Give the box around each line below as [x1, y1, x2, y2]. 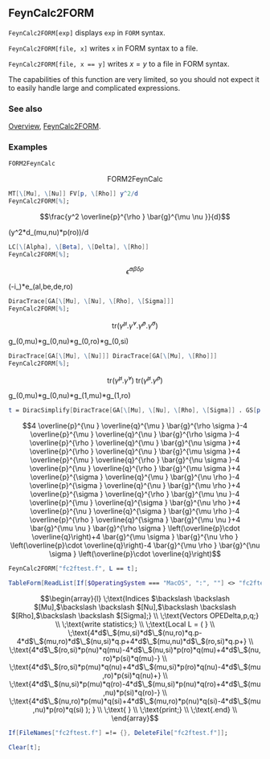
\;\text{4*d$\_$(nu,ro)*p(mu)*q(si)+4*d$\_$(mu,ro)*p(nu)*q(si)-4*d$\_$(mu [9, 695, 261, 706]
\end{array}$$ [111, 713, 159, 723]
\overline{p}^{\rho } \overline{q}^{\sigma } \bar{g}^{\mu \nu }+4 [29, 515, 241, 525]
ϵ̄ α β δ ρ [125, 265, 145, 276]
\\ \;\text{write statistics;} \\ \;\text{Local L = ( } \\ [55, 619, 215, 629]
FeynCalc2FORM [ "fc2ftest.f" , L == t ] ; [8, 564, 138, 573]
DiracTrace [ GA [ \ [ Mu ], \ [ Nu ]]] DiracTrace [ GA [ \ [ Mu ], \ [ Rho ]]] [8, 351, 218, 360]
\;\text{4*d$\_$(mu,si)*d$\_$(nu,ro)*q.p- [67, 627, 202, 638]
